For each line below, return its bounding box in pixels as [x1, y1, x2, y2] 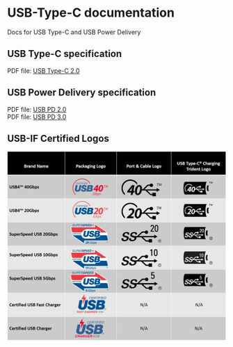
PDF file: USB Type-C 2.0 [7, 66, 80, 74]
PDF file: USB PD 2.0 [7, 105, 67, 113]
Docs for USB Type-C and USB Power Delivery [7, 28, 141, 36]
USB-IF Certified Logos [7, 132, 110, 144]
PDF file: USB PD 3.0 [7, 113, 67, 121]
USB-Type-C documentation [7, 5, 175, 21]
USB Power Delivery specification [7, 87, 156, 99]
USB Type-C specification [7, 48, 122, 60]
